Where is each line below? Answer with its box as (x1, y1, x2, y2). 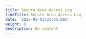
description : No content (5, 26, 58, 31)
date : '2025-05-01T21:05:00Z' (5, 17, 70, 22)
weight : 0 (5, 21, 27, 27)
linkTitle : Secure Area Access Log (5, 12, 81, 17)
